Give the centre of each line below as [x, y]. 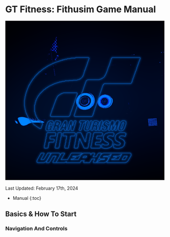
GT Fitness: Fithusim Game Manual [81, 9]
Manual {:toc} [27, 198]
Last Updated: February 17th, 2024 [42, 188]
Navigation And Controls [36, 229]
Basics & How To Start [41, 214]
